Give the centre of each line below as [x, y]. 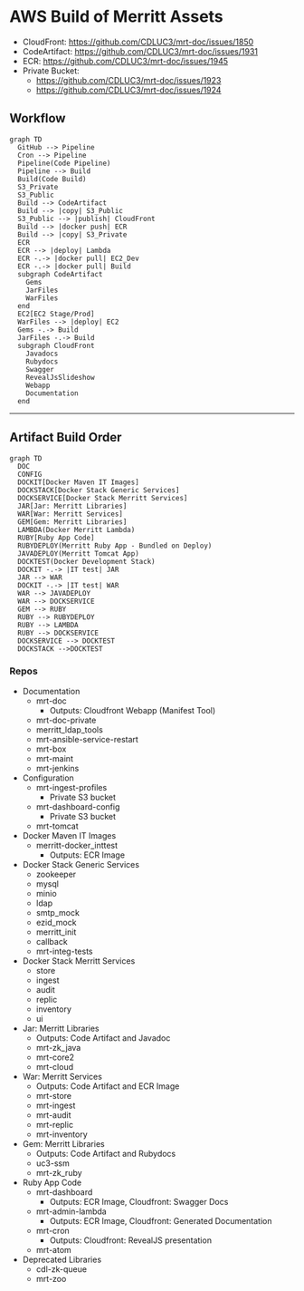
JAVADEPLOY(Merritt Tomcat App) [79, 553]
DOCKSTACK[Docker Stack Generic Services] [99, 490]
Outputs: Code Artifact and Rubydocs [106, 1153]
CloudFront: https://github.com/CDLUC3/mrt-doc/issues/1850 [138, 42]
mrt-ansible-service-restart [87, 739]
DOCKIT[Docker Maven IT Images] [79, 482]
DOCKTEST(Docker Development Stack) [86, 561]
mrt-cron [52, 1230]
